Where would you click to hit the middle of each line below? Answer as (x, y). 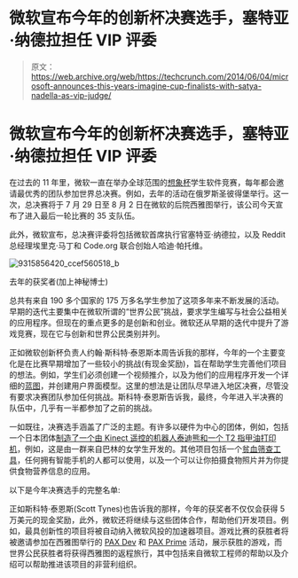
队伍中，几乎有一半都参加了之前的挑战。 (83, 408)
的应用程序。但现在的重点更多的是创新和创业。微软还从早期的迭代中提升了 (145, 322)
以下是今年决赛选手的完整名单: (65, 489)
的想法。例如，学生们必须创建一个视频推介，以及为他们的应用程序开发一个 (145, 374)
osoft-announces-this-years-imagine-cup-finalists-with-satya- (146, 86)
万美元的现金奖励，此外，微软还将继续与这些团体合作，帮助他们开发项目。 (145, 519)
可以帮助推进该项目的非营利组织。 (79, 564)
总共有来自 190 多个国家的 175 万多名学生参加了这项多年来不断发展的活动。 (146, 300)
